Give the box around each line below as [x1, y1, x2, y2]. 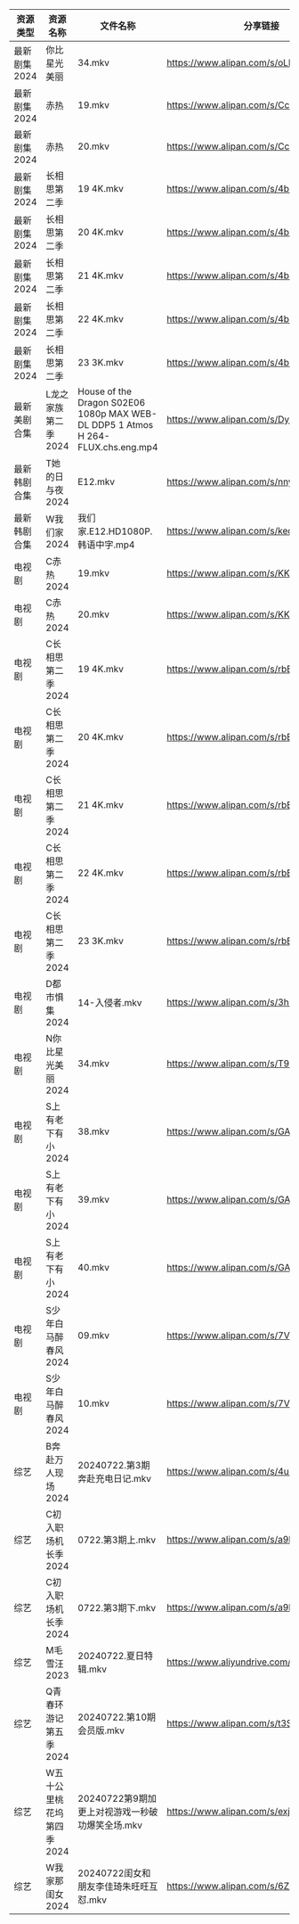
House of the [77, 385, 132, 398]
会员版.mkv [77, 1724, 125, 1737]
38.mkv [77, 1125, 109, 1138]
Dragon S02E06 [77, 397, 146, 408]
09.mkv [77, 1329, 109, 1341]
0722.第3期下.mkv [77, 1602, 157, 1614]
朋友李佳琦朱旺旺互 [77, 1880, 158, 1893]
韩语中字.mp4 [77, 539, 135, 551]
